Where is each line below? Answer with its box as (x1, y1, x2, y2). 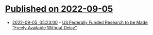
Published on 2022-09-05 (5, 3, 113, 15)
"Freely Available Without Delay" (12, 24, 77, 30)
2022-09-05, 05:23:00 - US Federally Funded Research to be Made (12, 19, 148, 25)
